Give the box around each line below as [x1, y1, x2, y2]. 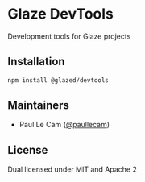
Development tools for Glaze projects [7, 31, 131, 41]
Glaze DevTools [7, 5, 114, 23]
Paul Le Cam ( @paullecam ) [19, 120, 110, 130]
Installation [7, 55, 65, 68]
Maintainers [7, 98, 70, 113]
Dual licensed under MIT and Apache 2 [7, 164, 138, 174]
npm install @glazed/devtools [7, 76, 110, 85]
